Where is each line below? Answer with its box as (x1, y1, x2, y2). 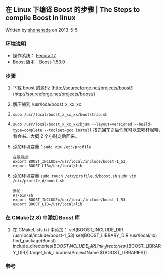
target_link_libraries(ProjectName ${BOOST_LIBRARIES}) (30, 249, 147, 255)
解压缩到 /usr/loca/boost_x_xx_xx (12, 101, 81, 107)
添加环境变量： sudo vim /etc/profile (12, 144, 92, 150)
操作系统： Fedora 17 (12, 53, 56, 59)
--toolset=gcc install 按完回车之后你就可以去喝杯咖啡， (44, 127, 163, 133)
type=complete (12, 128, 42, 133)
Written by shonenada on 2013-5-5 (5, 27, 78, 33)
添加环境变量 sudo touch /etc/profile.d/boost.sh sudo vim (12, 173, 137, 179)
